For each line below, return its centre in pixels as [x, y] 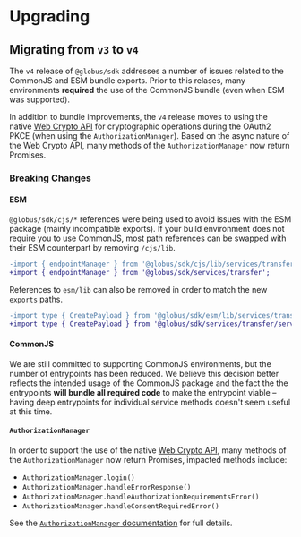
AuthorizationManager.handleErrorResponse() [107, 488]
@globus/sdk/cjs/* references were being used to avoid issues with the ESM [150, 219]
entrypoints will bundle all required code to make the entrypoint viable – [143, 392]
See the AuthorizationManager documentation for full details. [121, 523]
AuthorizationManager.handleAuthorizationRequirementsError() [141, 497]
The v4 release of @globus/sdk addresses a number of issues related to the [146, 71]
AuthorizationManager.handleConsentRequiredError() [120, 507]
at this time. [31, 411]
